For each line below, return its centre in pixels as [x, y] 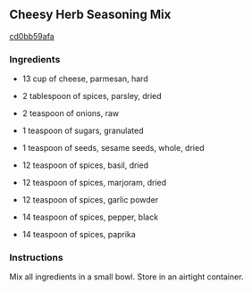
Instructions [37, 258]
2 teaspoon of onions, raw [71, 113]
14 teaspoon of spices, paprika [79, 235]
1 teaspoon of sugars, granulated [83, 131]
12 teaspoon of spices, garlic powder [90, 200]
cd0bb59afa [32, 36]
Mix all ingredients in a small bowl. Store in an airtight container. [126, 277]
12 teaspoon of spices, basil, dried [85, 165]
